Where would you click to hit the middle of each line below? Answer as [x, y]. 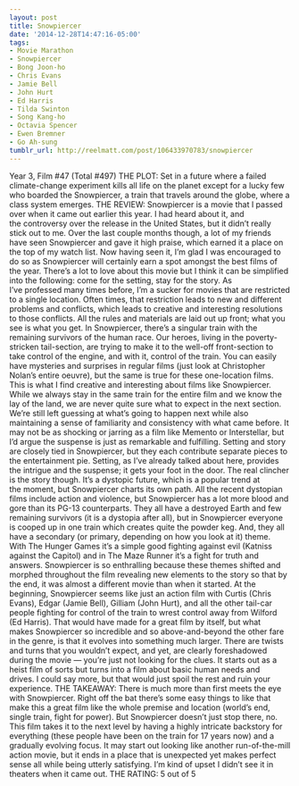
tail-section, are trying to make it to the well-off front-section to [157, 347]
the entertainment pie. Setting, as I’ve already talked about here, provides [144, 460]
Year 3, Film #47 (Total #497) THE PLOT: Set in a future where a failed [138, 176]
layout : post [33, 17]
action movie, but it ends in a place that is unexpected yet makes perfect [143, 755]
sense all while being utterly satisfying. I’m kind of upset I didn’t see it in [141, 764]
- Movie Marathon [42, 51]
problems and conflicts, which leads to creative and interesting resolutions [146, 308]
